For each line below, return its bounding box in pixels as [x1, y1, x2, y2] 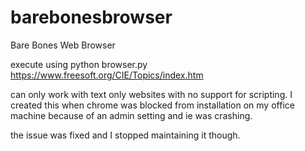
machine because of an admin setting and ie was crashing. [10, 109, 253, 121]
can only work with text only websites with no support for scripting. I [10, 88, 293, 100]
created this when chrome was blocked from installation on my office [10, 99, 295, 111]
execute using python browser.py [10, 58, 148, 70]
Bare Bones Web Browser [10, 39, 116, 51]
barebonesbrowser [10, 6, 173, 29]
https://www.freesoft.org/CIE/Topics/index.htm [10, 69, 204, 81]
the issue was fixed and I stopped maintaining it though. [10, 129, 241, 141]
